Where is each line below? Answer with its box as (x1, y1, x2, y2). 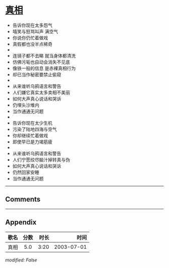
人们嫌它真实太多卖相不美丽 (12, 89, 70, 96)
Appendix (5, 218, 37, 227)
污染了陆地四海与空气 (12, 126, 57, 132)
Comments (5, 195, 41, 204)
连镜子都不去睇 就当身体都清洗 (12, 52, 76, 58)
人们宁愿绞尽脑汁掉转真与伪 (12, 156, 70, 162)
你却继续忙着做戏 (12, 132, 48, 138)
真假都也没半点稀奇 (12, 41, 53, 47)
